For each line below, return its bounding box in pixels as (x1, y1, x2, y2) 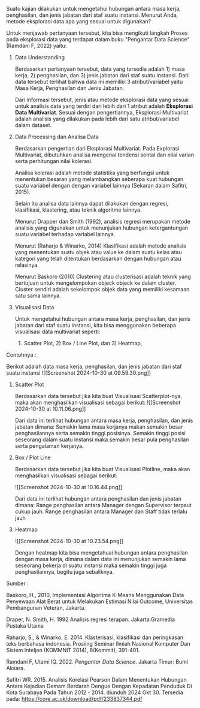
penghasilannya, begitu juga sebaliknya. (14, 568, 114, 575)
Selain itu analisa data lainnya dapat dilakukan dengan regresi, (14, 200, 169, 207)
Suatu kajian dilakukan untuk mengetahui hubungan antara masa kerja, (6, 5, 181, 12)
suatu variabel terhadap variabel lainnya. (14, 231, 116, 237)
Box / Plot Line (14, 454, 51, 461)
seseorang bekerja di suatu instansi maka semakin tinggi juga (14, 562, 167, 569)
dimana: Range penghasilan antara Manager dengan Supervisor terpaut (14, 502, 192, 508)
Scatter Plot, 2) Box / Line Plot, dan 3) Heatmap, (23, 340, 143, 347)
